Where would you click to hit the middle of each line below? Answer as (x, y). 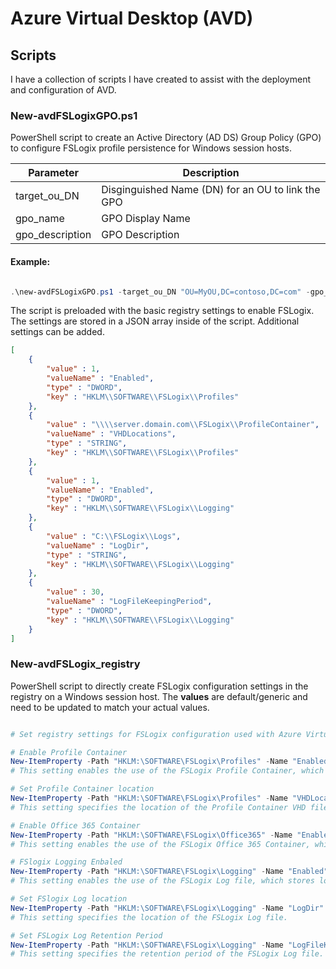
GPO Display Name (146, 219)
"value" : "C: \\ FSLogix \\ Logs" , (114, 536)
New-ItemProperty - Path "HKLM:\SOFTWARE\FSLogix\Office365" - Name (151, 835)
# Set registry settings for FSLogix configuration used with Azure (156, 734)
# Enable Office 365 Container (75, 825)
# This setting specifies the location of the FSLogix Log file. (149, 917)
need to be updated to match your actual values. (110, 707)
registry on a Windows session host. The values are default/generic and (159, 696)
